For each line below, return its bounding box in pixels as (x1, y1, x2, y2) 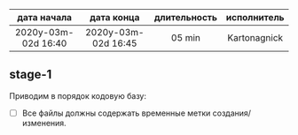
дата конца (90, 11, 140, 23)
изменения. (21, 117, 67, 128)
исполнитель (225, 11, 285, 23)
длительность (153, 11, 218, 23)
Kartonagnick (227, 32, 284, 43)
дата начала (17, 11, 73, 23)
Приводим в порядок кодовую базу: (9, 90, 146, 101)
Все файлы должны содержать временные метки (21, 108, 211, 118)
